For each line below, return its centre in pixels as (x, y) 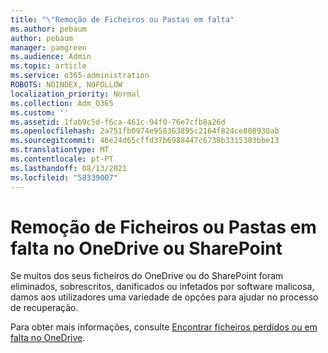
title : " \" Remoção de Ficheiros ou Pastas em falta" (122, 19)
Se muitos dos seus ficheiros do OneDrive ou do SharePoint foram (147, 276)
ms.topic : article (48, 66)
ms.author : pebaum (48, 29)
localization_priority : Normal (75, 94)
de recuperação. (44, 308)
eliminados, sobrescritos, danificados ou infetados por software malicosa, (162, 287)
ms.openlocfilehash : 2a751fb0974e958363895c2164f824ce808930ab (145, 131)
